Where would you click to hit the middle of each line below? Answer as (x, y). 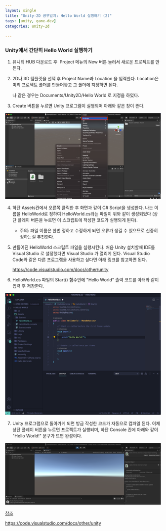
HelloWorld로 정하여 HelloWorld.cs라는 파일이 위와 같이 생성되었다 (86, 213)
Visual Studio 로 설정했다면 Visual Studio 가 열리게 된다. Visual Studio (81, 253)
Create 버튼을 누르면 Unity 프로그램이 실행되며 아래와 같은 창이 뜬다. (78, 106)
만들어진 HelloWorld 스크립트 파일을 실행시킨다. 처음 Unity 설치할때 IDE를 (83, 247)
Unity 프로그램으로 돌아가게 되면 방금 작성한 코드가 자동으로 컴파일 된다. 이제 (86, 424)
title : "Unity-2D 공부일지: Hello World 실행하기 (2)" (59, 16)
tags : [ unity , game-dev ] (31, 21)
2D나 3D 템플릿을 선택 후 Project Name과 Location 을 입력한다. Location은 (85, 79)
